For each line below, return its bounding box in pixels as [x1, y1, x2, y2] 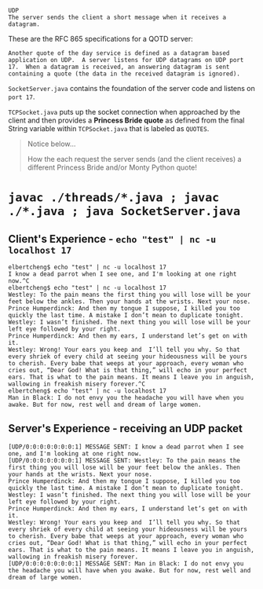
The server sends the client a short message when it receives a [8, 13, 226, 21]
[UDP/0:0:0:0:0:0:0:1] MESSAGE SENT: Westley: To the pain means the [8, 456, 241, 464]
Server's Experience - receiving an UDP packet [8, 422, 243, 435]
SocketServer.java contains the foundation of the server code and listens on [8, 84, 255, 93]
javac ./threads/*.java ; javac [8, 190, 220, 205]
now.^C [8, 277, 30, 285]
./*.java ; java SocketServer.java [8, 204, 241, 219]
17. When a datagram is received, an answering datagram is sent [8, 63, 230, 71]
